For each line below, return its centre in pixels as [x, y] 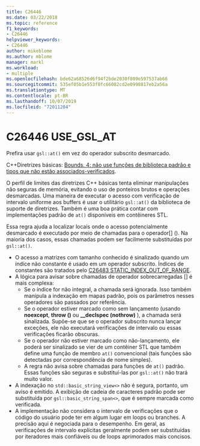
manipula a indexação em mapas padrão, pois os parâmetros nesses [109, 296]
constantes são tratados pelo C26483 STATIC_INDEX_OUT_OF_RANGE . [103, 270]
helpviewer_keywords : [33, 40]
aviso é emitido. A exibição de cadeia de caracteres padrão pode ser [100, 392]
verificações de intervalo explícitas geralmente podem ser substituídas [102, 430]
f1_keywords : [23, 29]
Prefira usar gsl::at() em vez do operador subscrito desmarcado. [89, 153]
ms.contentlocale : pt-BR [37, 96]
